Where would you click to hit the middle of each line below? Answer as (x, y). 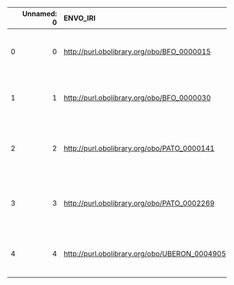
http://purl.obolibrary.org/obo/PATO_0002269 (139, 203)
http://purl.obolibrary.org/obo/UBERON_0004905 (145, 254)
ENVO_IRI (80, 18)
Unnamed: (39, 14)
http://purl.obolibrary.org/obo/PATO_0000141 (139, 148)
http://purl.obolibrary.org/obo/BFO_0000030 (137, 98)
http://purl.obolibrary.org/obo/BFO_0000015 (137, 52)
